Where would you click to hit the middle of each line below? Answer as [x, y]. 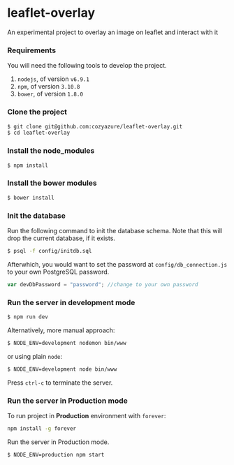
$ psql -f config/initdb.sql [50, 251]
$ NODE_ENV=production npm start [56, 455]
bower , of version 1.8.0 [50, 94]
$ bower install [31, 198]
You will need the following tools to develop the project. [87, 66]
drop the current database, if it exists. [61, 238]
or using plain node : [35, 356]
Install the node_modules [51, 151]
